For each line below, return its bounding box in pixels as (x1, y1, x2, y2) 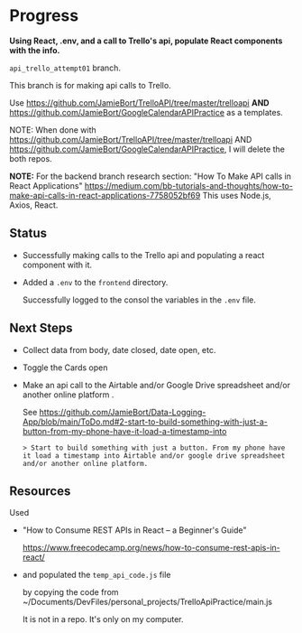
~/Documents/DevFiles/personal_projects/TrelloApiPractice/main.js (22, 597, 273, 608)
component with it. (22, 259, 93, 270)
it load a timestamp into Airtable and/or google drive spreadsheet (22, 451, 286, 461)
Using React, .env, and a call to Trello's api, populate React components (9, 35, 283, 46)
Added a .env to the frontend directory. (22, 276, 169, 287)
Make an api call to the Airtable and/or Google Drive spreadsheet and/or (22, 379, 291, 390)
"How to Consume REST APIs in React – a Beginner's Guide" (22, 525, 247, 535)
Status (9, 226, 48, 241)
